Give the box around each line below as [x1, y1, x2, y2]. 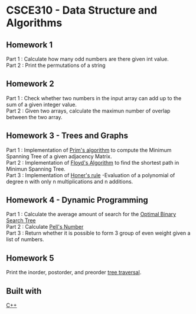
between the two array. [6, 113, 63, 120]
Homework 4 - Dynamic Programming [6, 195, 149, 205]
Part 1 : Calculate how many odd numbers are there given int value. [6, 56, 169, 62]
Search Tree [6, 217, 37, 224]
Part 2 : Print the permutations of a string [6, 62, 106, 69]
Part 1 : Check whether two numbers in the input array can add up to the [6, 94, 182, 101]
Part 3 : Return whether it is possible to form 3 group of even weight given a [6, 229, 191, 237]
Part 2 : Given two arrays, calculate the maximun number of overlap [6, 107, 171, 114]
